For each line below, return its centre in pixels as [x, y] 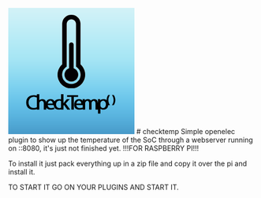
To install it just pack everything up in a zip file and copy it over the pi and [128, 163]
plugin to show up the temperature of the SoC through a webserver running [131, 140]
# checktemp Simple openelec [186, 131]
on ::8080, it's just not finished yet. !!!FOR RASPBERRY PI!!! [104, 148]
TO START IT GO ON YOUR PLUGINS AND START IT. [93, 187]
